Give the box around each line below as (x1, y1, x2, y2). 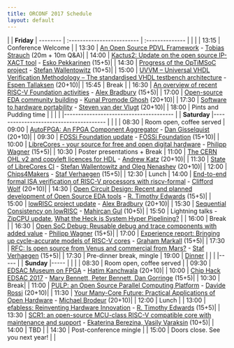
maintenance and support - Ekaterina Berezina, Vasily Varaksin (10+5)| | (7, 318, 214, 326)
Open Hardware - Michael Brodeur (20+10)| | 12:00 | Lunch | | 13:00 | (7, 296, 206, 304)
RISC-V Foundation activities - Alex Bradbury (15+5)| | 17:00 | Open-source (7, 88, 224, 96)
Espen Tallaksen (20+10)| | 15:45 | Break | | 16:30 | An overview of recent (7, 80, 218, 89)
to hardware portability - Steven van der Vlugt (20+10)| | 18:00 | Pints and (7, 103, 219, 111)
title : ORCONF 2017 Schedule (7, 10, 92, 17)
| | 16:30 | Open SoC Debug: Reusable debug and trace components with (7, 222, 217, 230)
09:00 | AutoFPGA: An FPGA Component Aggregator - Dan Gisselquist (7, 125, 210, 133)
